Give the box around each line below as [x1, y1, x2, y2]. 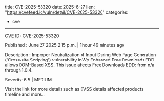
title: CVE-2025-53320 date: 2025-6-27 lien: [5, 4, 95, 10]
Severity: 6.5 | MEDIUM [5, 77, 52, 82]
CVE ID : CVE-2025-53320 [5, 33, 59, 39]
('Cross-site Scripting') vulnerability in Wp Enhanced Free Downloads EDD [5, 57, 155, 62]
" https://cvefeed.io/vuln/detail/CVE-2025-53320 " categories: [5, 9, 129, 15]
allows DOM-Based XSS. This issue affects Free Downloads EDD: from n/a [5, 62, 155, 68]
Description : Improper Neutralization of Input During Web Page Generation [5, 52, 156, 58]
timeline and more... [5, 91, 45, 97]
